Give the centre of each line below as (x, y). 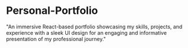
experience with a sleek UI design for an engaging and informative (87, 32)
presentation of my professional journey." (56, 39)
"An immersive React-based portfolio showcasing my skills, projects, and (94, 27)
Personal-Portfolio (52, 11)
